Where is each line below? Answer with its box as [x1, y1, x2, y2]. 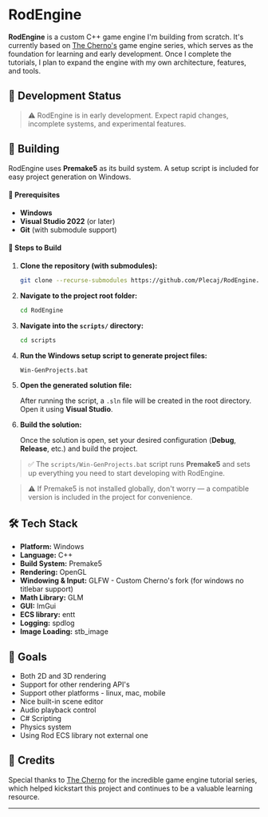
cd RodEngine [19, 306, 64, 314]
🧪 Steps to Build [8, 243, 62, 253]
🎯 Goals [8, 650, 48, 664]
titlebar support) [19, 584, 74, 594]
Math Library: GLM [19, 593, 84, 603]
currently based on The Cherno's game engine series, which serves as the [8, 40, 254, 50]
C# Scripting [19, 714, 62, 723]
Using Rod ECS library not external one [19, 731, 149, 740]
